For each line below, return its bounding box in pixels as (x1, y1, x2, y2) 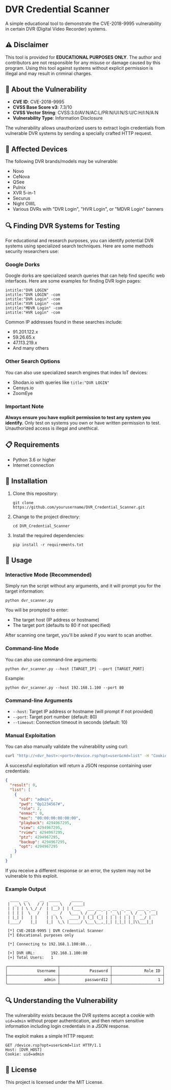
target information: (5, 588, 44, 594)
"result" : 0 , (10, 782, 38, 788)
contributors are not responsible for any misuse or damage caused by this (5, 60, 161, 66)
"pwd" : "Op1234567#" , (18, 801, 65, 806)
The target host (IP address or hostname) (12, 617, 100, 623)
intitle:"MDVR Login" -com (5, 305, 63, 311)
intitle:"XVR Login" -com (5, 301, 60, 306)
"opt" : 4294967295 (18, 844, 58, 849)
